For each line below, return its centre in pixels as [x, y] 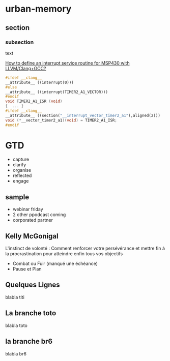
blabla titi [15, 297]
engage [21, 181]
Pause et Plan [27, 269]
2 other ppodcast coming [39, 215]
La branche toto [31, 313]
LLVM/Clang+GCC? [26, 68]
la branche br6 [29, 341]
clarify [19, 165]
